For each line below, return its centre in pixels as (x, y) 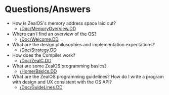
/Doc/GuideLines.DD (41, 87)
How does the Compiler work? (44, 55)
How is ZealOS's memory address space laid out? (64, 23)
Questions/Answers (48, 9)
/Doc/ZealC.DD (35, 60)
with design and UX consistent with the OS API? (62, 82)
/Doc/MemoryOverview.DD (48, 28)
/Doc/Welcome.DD (39, 39)
